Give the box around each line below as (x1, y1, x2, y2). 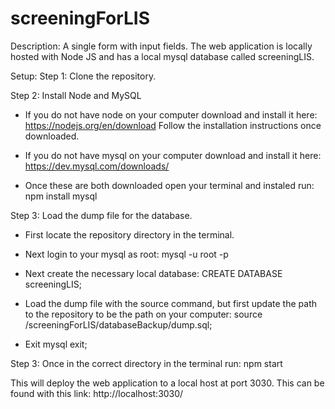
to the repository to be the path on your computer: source (24, 308, 263, 320)
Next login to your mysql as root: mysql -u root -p (24, 248, 229, 260)
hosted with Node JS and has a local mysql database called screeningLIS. (10, 50, 315, 62)
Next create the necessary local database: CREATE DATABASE (24, 267, 283, 279)
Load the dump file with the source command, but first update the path (24, 297, 317, 309)
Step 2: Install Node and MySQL (10, 89, 142, 101)
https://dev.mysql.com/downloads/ (24, 160, 170, 172)
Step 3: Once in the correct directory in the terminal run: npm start (10, 357, 283, 369)
